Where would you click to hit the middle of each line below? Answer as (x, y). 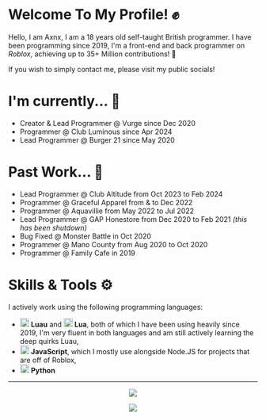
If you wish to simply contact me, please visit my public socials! (112, 69)
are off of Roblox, (48, 360)
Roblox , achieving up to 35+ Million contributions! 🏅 (92, 54)
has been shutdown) (53, 227)
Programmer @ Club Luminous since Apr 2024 (96, 132)
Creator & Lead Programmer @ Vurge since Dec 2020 (108, 123)
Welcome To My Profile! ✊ (94, 15)
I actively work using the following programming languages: (106, 307)
